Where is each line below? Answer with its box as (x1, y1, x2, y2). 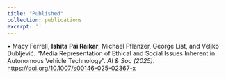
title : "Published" (7, 10, 64, 17)
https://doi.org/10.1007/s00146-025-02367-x (7, 64, 136, 73)
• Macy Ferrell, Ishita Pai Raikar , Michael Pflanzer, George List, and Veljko (7, 42, 219, 51)
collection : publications (7, 17, 82, 24)
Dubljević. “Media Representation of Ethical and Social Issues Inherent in (7, 49, 216, 58)
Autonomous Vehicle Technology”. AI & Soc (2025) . (7, 57, 155, 65)
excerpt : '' (7, 23, 42, 30)
